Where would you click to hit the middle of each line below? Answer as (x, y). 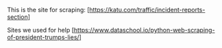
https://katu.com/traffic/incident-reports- (147, 10)
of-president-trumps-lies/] (45, 37)
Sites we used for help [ (40, 30)
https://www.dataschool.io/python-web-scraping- (144, 30)
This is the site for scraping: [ (48, 10)
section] (19, 17)
